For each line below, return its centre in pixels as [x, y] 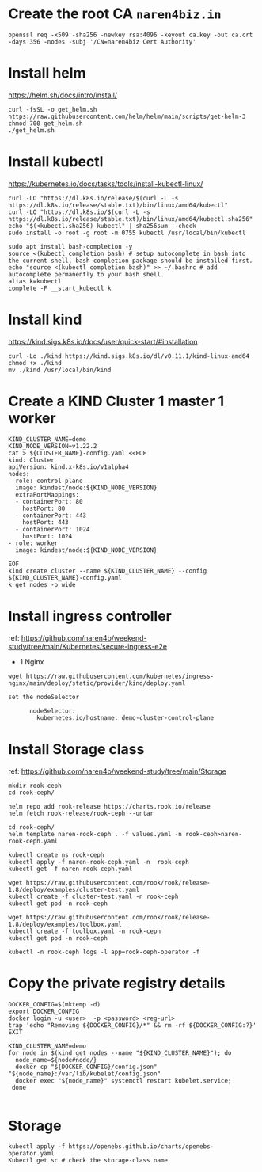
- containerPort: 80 [49, 501]
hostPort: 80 [44, 508]
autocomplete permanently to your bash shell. [86, 274]
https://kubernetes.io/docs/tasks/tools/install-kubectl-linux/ [106, 184]
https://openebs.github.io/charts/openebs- [141, 1147]
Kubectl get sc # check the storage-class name [88, 1161]
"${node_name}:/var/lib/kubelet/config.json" [84, 1074]
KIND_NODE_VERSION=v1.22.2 [53, 446]
